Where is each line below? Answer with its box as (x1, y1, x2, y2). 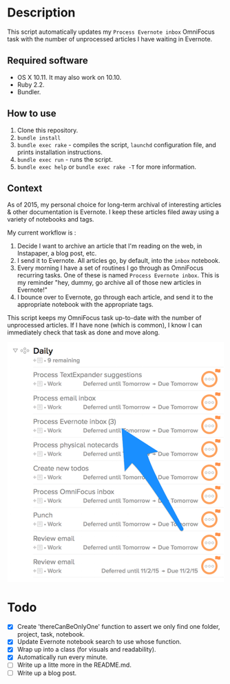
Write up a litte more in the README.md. (17, 661, 132, 669)
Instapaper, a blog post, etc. (17, 249, 97, 257)
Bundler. (17, 87, 41, 96)
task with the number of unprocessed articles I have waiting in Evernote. (7, 34, 213, 43)
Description (7, 5, 76, 21)
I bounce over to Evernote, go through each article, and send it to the (17, 293, 213, 301)
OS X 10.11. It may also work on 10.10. (17, 73, 122, 81)
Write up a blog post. (17, 669, 77, 677)
